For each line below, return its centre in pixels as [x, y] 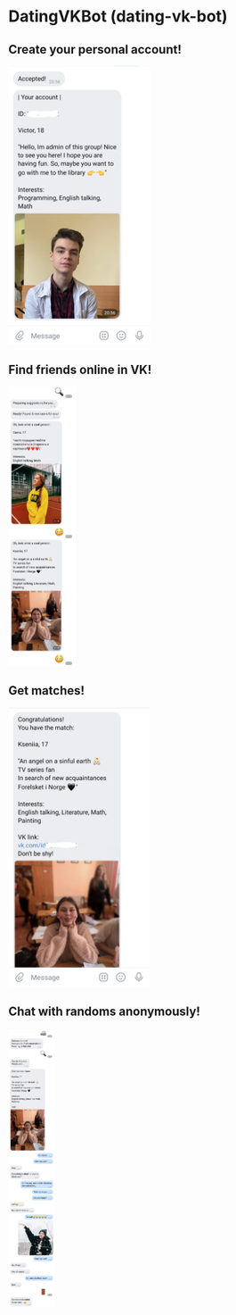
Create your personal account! [95, 50]
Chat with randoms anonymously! [105, 1012]
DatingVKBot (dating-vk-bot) [118, 17]
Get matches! [47, 691]
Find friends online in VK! [80, 370]
